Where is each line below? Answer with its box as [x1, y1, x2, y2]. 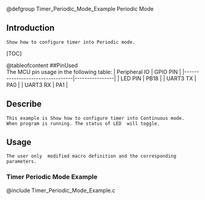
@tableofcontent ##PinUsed [6, 61, 78, 69]
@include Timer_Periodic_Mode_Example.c [6, 187, 116, 194]
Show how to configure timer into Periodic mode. [6, 39, 136, 45]
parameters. [6, 158, 37, 165]
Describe [6, 99, 42, 109]
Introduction [6, 23, 55, 33]
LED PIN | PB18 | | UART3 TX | [120, 75, 197, 82]
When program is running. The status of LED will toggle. [6, 120, 160, 127]
